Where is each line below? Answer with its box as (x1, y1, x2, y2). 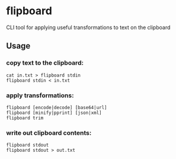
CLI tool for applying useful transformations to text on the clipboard (6, 24, 171, 31)
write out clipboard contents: (6, 129, 92, 137)
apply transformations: (6, 91, 74, 99)
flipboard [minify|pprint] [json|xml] (6, 110, 102, 116)
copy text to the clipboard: (6, 59, 84, 67)
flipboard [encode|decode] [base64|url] (6, 104, 108, 110)
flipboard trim (6, 115, 44, 121)
